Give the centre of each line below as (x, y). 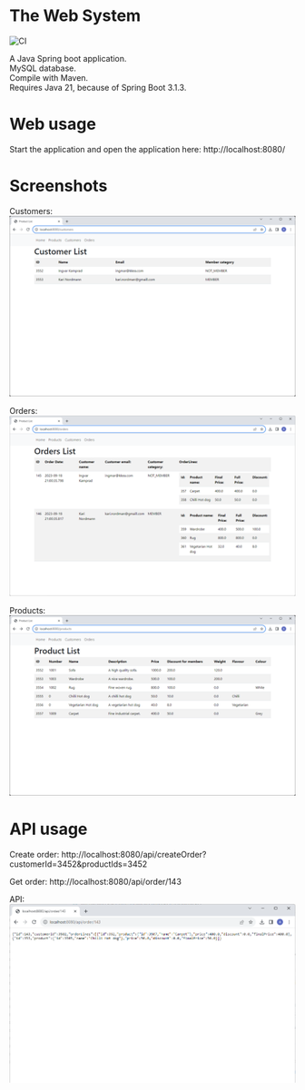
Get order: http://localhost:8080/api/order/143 (95, 881)
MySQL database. (43, 68)
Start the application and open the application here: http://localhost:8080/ (148, 149)
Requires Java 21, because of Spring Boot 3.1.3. (98, 87)
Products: (28, 610)
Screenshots (59, 186)
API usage (49, 829)
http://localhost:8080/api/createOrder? (134, 854)
